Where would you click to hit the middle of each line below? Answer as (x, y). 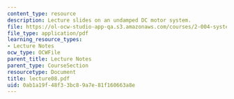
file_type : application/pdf (48, 33)
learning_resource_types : (45, 40)
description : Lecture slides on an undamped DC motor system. (99, 20)
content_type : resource (42, 14)
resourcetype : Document (42, 72)
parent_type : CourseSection (48, 66)
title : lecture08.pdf (39, 78)
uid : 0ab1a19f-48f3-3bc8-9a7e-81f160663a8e (71, 85)
